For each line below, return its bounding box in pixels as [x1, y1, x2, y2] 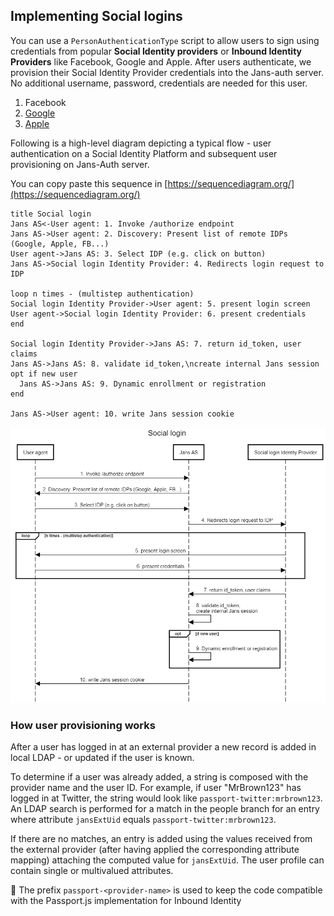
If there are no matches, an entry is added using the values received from [10, 833, 313, 845]
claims [10, 349, 38, 359]
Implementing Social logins [10, 8, 183, 25]
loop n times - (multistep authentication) [10, 289, 195, 299]
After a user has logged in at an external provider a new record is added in [10, 741, 317, 753]
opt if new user [10, 369, 78, 379]
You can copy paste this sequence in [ [10, 177, 168, 189]
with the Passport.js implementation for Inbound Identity [10, 895, 242, 907]
